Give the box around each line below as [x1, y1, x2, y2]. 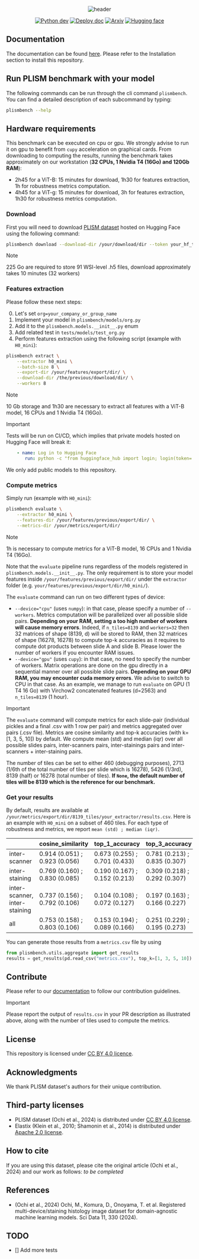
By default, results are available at [6, 806, 89, 814]
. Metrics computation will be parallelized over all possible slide [33, 611, 188, 618]
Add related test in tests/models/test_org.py [14, 329, 126, 336]
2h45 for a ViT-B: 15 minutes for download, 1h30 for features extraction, [14, 176, 191, 184]
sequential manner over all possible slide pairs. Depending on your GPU [14, 668, 191, 675]
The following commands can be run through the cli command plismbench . [6, 89, 188, 96]
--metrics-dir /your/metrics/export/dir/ [17, 523, 120, 528]
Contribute [6, 972, 47, 982]
